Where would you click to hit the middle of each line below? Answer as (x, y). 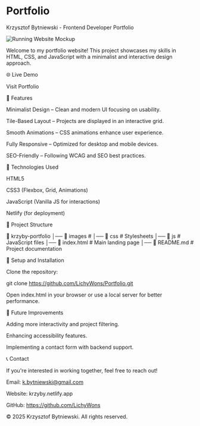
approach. (19, 63)
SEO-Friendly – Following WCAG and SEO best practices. (76, 155)
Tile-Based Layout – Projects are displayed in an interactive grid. (85, 121)
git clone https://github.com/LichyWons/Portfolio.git (70, 283)
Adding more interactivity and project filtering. (63, 324)
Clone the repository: (32, 272)
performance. (23, 301)
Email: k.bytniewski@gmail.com (45, 382)
